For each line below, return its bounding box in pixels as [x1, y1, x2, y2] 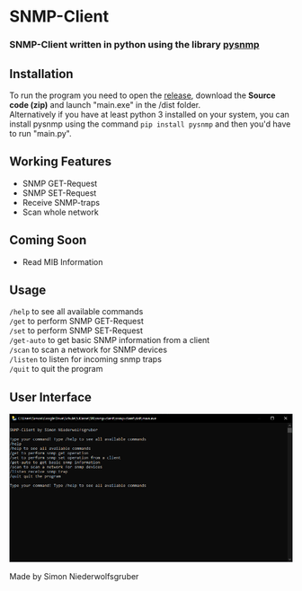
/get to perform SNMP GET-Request [9, 316, 144, 327]
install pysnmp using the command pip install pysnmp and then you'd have [9, 119, 291, 129]
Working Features [9, 154, 112, 170]
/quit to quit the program [9, 364, 103, 375]
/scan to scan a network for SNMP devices [9, 344, 168, 356]
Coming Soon [9, 233, 87, 248]
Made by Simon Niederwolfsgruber [9, 570, 139, 581]
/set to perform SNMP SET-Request [9, 325, 144, 336]
